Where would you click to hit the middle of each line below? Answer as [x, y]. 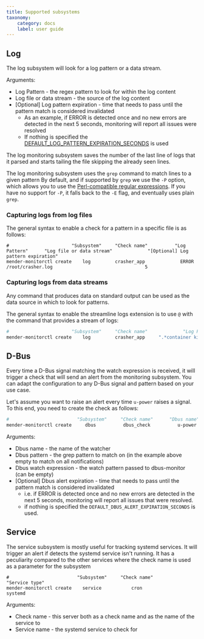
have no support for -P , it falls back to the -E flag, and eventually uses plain [100, 193]
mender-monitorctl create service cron [74, 588]
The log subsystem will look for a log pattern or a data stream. [84, 68]
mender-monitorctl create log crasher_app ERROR [100, 262]
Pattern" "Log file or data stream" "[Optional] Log [97, 251]
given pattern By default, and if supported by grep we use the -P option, [96, 180]
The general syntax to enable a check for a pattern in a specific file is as [97, 228]
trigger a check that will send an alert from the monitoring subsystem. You [99, 377]
